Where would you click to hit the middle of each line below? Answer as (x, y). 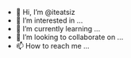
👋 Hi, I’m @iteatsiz (45, 12)
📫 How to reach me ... (52, 46)
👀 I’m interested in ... (49, 20)
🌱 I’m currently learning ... (58, 29)
